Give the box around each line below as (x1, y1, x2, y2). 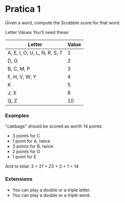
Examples (5, 112, 30, 119)
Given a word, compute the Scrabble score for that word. (5, 20, 121, 26)
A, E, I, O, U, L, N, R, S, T (7, 49, 63, 56)
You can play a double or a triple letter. (12, 187, 91, 193)
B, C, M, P (7, 65, 31, 72)
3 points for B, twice (12, 143, 54, 149)
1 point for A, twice (12, 138, 51, 144)
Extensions (5, 176, 33, 183)
